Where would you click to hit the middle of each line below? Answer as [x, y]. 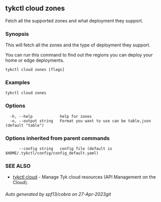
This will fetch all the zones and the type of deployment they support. [78, 45]
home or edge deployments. [35, 60]
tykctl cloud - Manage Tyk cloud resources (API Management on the [84, 177]
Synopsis [17, 34]
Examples [18, 83]
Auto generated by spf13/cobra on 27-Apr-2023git [58, 194]
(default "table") [25, 125]
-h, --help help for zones [51, 116]
